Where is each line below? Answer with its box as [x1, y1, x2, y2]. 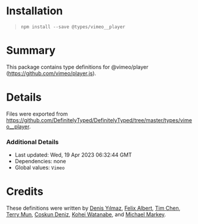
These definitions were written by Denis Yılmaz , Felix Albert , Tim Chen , [6, 204, 181, 212]
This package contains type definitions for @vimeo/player [6, 63, 148, 70]
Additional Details [6, 138, 59, 146]
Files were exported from [6, 110, 68, 117]
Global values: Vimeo [14, 164, 65, 171]
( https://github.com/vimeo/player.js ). [6, 70, 97, 77]
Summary [6, 43, 55, 57]
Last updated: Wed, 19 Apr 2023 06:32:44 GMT [14, 151, 132, 158]
